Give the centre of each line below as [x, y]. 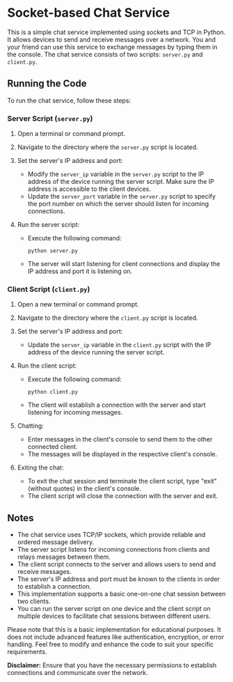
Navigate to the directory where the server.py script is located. [107, 147]
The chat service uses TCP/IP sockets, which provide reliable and [111, 535]
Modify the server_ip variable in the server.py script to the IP [115, 174]
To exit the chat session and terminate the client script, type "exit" [122, 481]
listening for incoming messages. [75, 412]
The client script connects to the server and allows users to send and [116, 564]
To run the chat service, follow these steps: [69, 100]
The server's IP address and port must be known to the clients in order [119, 579]
